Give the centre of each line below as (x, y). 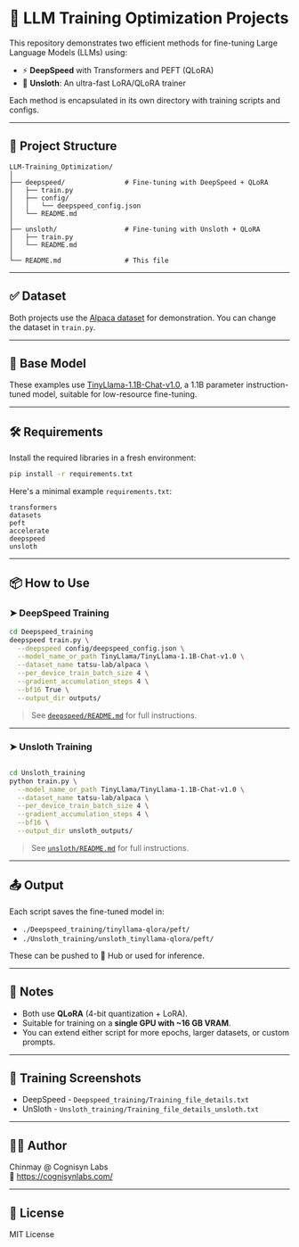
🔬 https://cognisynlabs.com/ (61, 1177)
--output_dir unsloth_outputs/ (75, 831)
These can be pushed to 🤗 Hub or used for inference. (107, 955)
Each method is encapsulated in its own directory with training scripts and (145, 100)
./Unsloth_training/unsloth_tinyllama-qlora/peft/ (118, 939)
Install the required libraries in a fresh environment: (103, 458)
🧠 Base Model (48, 363)
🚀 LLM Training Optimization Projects (149, 18)
